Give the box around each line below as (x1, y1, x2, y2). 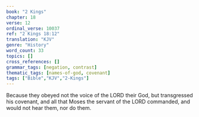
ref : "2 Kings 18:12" (6, 31, 60, 37)
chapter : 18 (6, 14, 36, 20)
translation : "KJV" (6, 36, 55, 42)
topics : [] (6, 53, 33, 59)
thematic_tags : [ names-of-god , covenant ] (6, 70, 111, 76)
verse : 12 (6, 20, 31, 26)
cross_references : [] (6, 59, 60, 64)
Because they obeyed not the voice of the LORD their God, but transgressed (6, 92, 194, 99)
